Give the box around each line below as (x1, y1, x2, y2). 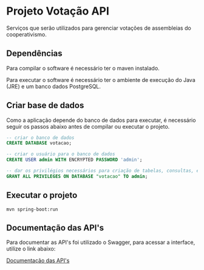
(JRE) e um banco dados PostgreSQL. (6, 83, 101, 90)
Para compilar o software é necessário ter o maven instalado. (6, 64, 160, 72)
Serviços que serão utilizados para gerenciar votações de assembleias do (6, 24, 191, 32)
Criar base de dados (6, 100, 84, 110)
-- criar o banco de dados (6, 135, 75, 141)
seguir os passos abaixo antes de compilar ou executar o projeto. (6, 123, 170, 130)
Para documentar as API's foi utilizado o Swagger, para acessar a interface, (6, 238, 195, 246)
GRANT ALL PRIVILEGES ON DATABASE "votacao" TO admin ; (6, 173, 148, 180)
